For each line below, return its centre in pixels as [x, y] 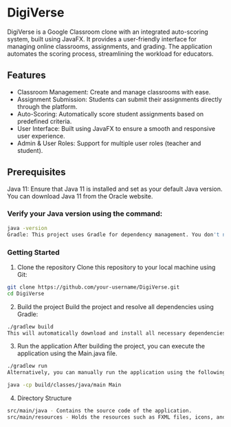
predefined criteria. [44, 121]
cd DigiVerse [26, 293]
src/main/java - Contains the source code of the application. [100, 411]
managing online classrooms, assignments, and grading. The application [110, 46]
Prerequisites [36, 173]
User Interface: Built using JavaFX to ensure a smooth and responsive [116, 128]
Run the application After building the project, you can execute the [111, 346]
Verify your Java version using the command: [85, 213]
